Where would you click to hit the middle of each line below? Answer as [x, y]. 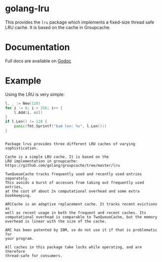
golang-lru [27, 9]
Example [23, 81]
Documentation [38, 47]
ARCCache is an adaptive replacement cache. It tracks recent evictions [81, 204]
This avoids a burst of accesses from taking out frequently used [75, 182]
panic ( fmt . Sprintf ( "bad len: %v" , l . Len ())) [60, 126]
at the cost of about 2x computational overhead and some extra [72, 191]
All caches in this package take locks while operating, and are [73, 247]
